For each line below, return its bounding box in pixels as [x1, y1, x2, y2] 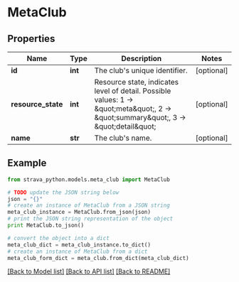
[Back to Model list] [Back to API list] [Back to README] [7, 267, 171, 276]
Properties [7, 33, 55, 45]
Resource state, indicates [94, 77, 179, 87]
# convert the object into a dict [7, 234, 110, 242]
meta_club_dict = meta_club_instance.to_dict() [7, 241, 152, 249]
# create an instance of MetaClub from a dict [7, 248, 148, 255]
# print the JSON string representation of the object [7, 215, 174, 222]
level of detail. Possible [94, 86, 171, 96]
